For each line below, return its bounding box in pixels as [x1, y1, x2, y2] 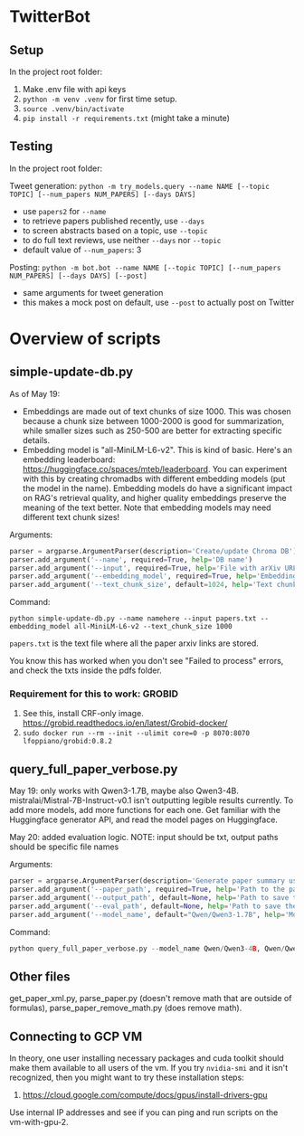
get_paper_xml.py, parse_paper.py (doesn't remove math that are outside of [9, 993, 292, 1004]
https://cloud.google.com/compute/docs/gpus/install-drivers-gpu [22, 1090, 269, 1101]
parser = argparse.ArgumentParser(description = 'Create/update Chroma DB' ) [9, 546, 298, 555]
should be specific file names [9, 841, 119, 852]
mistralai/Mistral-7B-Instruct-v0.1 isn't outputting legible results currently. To [9, 795, 294, 806]
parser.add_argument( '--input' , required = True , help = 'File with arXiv [9, 563, 281, 573]
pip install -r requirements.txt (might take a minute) [22, 113, 231, 123]
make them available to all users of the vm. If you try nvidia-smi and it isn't [9, 1063, 289, 1074]
